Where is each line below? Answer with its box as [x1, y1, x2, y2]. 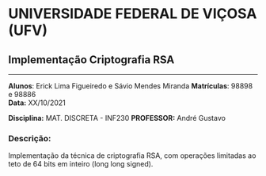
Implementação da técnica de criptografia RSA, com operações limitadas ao [8, 151, 256, 160]
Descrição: [8, 133, 51, 144]
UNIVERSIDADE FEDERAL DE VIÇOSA [8, 5, 257, 23]
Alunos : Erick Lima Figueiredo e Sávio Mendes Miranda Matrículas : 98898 [8, 81, 253, 91]
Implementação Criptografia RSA [8, 53, 175, 66]
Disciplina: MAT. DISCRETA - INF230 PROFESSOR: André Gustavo [8, 114, 226, 122]
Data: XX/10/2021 [8, 98, 66, 107]
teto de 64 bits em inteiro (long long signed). [8, 159, 154, 169]
